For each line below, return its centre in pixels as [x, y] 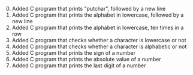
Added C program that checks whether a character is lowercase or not [99, 40]
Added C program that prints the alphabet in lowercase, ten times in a [98, 27]
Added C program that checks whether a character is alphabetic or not [99, 46]
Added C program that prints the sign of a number [74, 53]
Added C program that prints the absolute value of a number [86, 59]
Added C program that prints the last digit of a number [79, 65]
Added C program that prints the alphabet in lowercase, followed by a [98, 15]
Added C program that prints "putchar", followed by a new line [89, 9]
